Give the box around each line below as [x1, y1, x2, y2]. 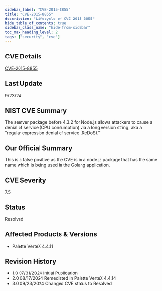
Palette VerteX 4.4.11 [12, 243, 53, 249]
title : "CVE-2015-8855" [5, 12, 54, 17]
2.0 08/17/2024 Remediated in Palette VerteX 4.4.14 [12, 275, 116, 281]
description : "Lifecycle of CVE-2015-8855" [5, 16, 95, 21]
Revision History [5, 257, 57, 266]
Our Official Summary [5, 144, 73, 152]
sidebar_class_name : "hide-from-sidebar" [5, 25, 91, 30]
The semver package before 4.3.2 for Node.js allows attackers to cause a [5, 119, 153, 125]
